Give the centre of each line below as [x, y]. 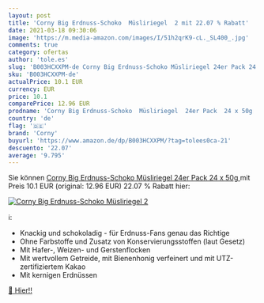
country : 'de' [32, 119]
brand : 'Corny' [33, 133]
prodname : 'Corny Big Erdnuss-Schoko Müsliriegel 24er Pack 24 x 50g [130, 112]
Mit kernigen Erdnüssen [58, 275]
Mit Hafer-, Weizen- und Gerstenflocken [85, 250]
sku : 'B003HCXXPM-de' [44, 74]
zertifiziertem [41, 267]
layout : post [30, 15]
